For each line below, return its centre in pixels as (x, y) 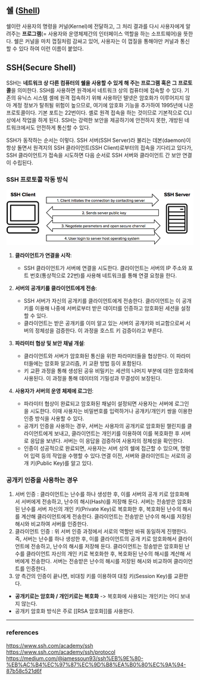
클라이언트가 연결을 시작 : (43, 255)
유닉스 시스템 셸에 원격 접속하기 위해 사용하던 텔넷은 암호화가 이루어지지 (101, 98)
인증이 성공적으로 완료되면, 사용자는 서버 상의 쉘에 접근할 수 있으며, (101, 448)
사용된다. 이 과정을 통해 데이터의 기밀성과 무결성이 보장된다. (93, 378)
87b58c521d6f (24, 671)
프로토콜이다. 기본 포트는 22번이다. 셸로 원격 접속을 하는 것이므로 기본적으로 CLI (99, 113)
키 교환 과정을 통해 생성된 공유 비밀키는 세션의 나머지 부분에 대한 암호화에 (109, 371)
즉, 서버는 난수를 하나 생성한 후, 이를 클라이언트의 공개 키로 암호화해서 (96, 539)
